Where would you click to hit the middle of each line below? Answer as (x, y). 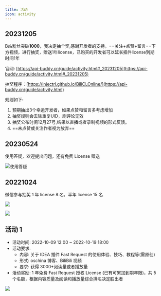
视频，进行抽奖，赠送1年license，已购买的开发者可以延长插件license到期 (82, 52)
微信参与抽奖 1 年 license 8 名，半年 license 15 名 (54, 194)
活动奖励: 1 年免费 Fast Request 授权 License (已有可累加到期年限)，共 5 (84, 273)
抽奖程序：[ (17, 84)
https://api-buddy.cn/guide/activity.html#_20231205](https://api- (83, 69)
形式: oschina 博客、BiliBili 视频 (50, 260)
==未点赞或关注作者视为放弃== (43, 128)
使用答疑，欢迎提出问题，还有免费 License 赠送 (53, 156)
